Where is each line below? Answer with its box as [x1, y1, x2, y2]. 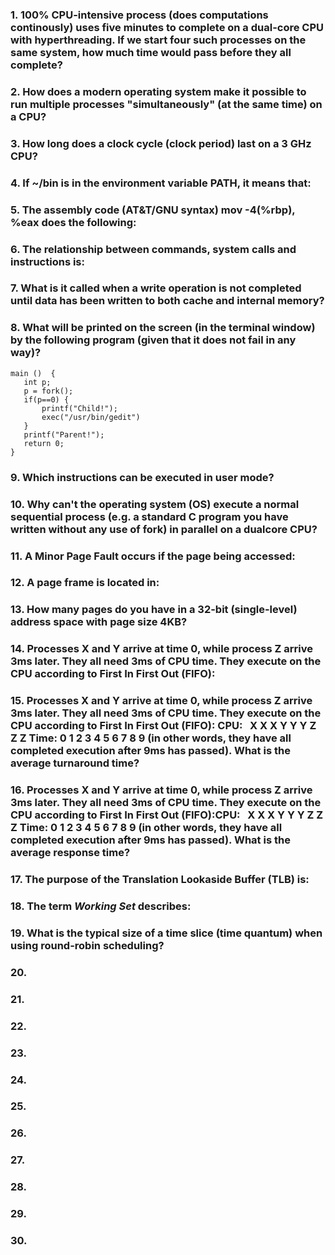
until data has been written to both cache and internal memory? [10, 294, 325, 308]
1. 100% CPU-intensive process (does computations [10, 8, 269, 22]
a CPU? [10, 109, 47, 123]
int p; [23, 377, 52, 387]
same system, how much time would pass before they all [10, 45, 292, 59]
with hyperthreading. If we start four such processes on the [10, 33, 307, 47]
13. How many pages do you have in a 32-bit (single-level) [10, 603, 298, 617]
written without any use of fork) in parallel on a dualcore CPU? [10, 522, 318, 536]
